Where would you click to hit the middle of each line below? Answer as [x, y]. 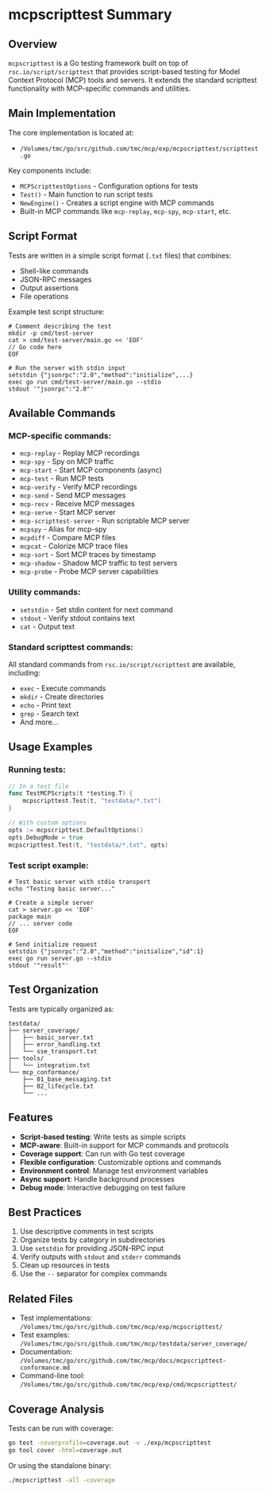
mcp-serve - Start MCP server [67, 512]
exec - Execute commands [63, 688]
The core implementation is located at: [71, 132]
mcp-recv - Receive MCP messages [77, 504]
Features [31, 1118]
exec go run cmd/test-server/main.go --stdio [85, 382]
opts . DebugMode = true [46, 837]
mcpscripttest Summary [90, 15]
